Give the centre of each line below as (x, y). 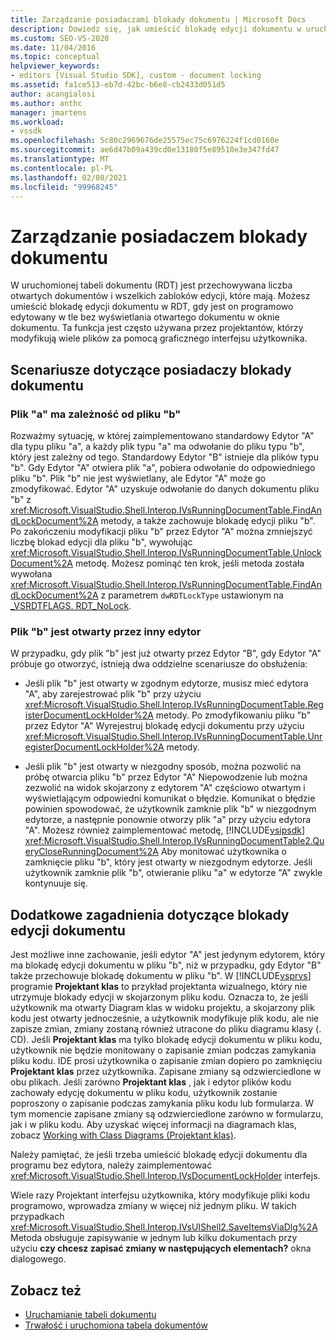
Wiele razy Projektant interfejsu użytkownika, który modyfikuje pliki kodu (160, 1195)
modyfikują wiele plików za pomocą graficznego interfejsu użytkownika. (159, 338)
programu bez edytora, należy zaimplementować (111, 1165)
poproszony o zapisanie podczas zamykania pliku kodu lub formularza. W (162, 1103)
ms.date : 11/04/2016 (53, 47)
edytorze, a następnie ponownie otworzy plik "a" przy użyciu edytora (168, 820)
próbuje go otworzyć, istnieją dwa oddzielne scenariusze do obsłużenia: (159, 664)
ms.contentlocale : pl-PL (62, 168)
